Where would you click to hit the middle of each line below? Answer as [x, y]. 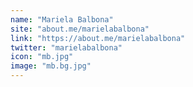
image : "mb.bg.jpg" [51, 66]
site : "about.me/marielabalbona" [80, 29]
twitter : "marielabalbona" [66, 47]
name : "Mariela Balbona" [62, 19]
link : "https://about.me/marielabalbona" [98, 38]
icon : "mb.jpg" [42, 57]
